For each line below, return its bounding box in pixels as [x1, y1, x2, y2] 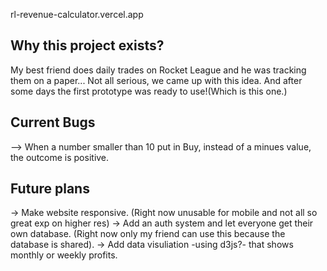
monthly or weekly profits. [10, 249, 118, 261]
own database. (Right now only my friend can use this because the [10, 228, 286, 240]
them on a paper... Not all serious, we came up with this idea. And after [10, 74, 303, 86]
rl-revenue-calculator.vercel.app [10, 9, 144, 20]
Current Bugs [10, 114, 96, 131]
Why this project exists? [10, 37, 165, 54]
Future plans [10, 180, 90, 198]
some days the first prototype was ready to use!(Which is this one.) [10, 85, 288, 97]
